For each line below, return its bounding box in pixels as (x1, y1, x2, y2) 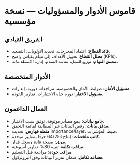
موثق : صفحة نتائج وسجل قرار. (11, 139, 66, 144)
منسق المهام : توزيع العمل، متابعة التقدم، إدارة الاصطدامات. (11, 59, 118, 64)
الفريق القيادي (4, 35, 43, 43)
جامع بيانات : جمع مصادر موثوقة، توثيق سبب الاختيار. (11, 118, 104, 124)
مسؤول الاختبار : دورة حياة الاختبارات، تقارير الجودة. (11, 91, 103, 97)
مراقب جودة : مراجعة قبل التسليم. (11, 149, 73, 155)
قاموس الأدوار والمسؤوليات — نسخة (4, 5, 135, 17)
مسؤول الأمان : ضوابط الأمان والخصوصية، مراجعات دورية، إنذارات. (11, 85, 131, 91)
